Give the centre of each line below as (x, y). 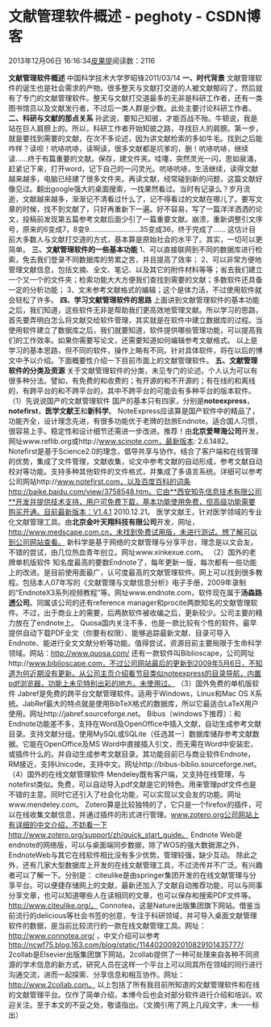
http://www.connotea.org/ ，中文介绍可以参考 (84, 935)
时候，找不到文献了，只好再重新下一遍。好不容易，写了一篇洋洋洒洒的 (139, 209)
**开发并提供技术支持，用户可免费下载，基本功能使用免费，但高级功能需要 (132, 501)
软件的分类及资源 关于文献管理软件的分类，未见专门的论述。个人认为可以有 (133, 370)
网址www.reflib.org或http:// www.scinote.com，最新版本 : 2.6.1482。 (121, 441)
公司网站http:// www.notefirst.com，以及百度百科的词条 (100, 481)
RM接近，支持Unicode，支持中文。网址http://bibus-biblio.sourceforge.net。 (135, 764)
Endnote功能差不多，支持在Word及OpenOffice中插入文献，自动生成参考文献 (135, 723)
